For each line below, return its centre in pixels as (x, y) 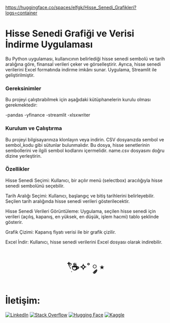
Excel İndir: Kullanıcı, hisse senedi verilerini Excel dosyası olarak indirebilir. (84, 242)
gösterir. (14, 222)
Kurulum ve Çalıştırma (34, 128)
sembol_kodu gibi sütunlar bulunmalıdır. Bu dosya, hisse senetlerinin (78, 145)
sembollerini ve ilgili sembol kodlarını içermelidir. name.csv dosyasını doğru (85, 150)
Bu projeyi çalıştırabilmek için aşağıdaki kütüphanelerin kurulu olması (78, 100)
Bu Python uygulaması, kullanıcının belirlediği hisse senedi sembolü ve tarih (85, 59)
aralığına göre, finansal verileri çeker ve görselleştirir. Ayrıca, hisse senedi (83, 64)
